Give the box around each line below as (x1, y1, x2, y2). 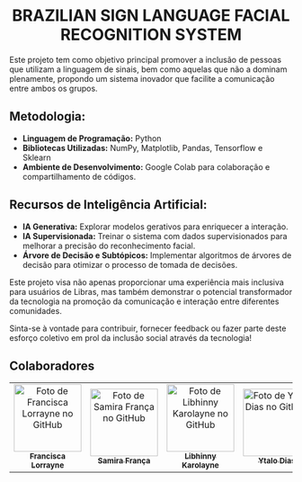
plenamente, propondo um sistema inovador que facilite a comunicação (9, 73, 275, 84)
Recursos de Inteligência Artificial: (9, 197, 208, 212)
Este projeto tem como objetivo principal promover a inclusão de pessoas (9, 54, 281, 65)
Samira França (97, 456, 151, 466)
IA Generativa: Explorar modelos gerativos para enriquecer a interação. (22, 221, 289, 232)
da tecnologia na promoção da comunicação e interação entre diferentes (9, 296, 280, 307)
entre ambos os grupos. (9, 83, 98, 94)
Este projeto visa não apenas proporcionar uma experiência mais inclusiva (9, 276, 285, 288)
